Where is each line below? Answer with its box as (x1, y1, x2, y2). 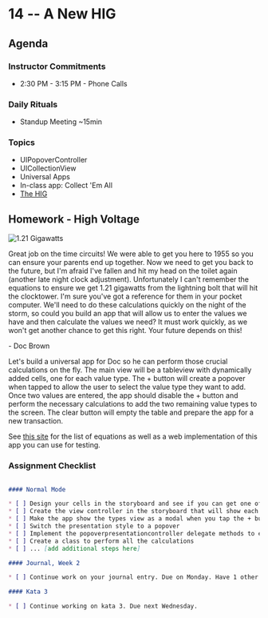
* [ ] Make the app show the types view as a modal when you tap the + (8, 515, 251, 523)
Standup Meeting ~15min (19, 117, 102, 126)
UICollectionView (19, 163, 77, 173)
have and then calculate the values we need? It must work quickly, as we (8, 317, 248, 327)
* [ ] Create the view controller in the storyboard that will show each (8, 508, 259, 516)
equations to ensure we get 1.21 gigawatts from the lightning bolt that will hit (8, 283, 258, 293)
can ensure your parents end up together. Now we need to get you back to (8, 258, 254, 267)
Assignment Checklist (8, 460, 97, 472)
